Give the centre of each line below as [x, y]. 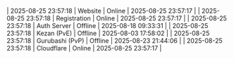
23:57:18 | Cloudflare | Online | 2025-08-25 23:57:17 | [84, 48]
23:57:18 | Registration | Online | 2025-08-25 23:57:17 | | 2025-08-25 [127, 18]
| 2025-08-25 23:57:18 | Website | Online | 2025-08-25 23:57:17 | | [103, 11]
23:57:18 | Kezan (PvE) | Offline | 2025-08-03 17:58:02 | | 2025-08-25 [108, 33]
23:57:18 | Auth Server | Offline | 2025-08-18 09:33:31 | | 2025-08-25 [107, 26]
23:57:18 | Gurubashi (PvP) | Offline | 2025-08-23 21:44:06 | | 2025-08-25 [115, 41]
